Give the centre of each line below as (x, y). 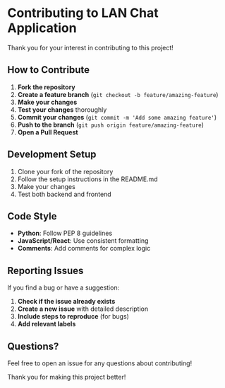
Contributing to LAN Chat (83, 13)
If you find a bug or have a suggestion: (63, 287)
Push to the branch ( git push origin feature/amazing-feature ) (111, 125)
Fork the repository (46, 87)
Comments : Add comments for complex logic (84, 249)
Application (42, 28)
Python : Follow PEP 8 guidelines (65, 233)
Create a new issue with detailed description (83, 309)
